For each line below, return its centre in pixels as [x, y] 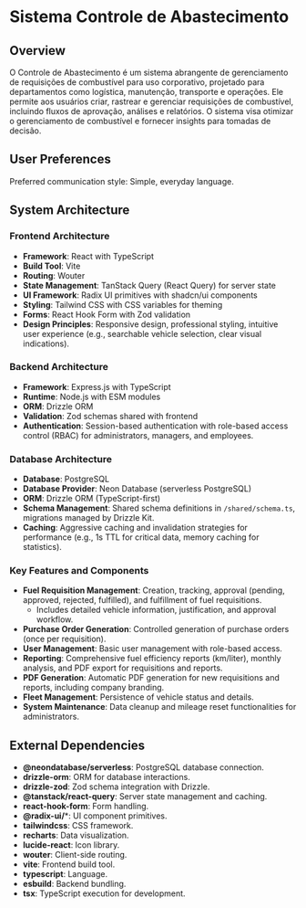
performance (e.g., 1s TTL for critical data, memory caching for [141, 537]
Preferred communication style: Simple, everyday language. [122, 181]
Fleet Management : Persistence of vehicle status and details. [138, 697]
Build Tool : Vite [51, 266]
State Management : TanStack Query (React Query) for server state [149, 285]
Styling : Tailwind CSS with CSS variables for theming [122, 304]
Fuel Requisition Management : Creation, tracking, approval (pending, [153, 590]
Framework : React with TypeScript [88, 256]
